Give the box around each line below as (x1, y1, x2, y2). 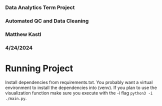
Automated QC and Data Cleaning (5, 17, 89, 24)
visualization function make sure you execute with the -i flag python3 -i (5, 89, 153, 96)
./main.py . (5, 95, 27, 101)
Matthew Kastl (5, 30, 41, 37)
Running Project (5, 62, 73, 74)
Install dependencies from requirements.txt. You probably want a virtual (5, 79, 153, 85)
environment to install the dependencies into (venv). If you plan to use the (5, 84, 157, 90)
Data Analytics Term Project (5, 4, 75, 11)
